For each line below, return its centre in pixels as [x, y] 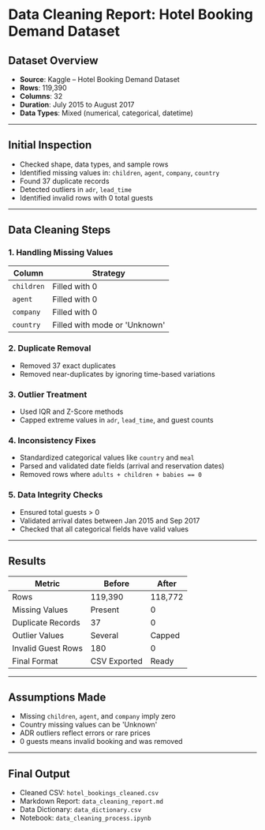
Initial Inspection [50, 145]
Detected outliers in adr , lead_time [76, 189]
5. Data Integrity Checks [56, 495]
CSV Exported [117, 661]
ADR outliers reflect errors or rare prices [85, 733]
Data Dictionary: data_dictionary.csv [80, 809]
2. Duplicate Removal [50, 348]
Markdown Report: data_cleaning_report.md [91, 801]
